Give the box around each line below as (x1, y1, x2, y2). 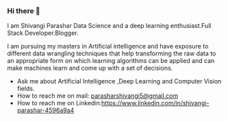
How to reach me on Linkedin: (16, 99, 102, 107)
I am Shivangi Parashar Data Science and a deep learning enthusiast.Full (7, 22, 212, 30)
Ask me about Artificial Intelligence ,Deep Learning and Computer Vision (16, 77, 222, 85)
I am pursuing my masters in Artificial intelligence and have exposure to (7, 42, 209, 51)
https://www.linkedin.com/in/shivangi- (101, 99, 210, 107)
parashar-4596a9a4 (16, 106, 75, 115)
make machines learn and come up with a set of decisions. (7, 64, 173, 72)
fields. (16, 85, 35, 93)
